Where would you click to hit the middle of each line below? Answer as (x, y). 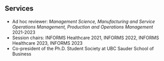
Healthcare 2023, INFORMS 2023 (47, 43)
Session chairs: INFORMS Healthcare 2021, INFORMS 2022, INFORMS (86, 38)
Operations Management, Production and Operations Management (83, 27)
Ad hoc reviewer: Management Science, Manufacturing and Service (84, 21)
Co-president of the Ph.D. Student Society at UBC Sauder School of (83, 49)
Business (22, 54)
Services (19, 8)
